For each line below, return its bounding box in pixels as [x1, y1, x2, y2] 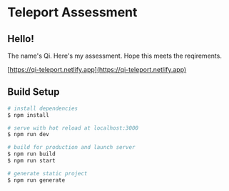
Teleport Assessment [7, 4, 138, 21]
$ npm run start [7, 158, 56, 165]
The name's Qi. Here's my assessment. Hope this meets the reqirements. [7, 51, 223, 60]
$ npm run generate [7, 176, 66, 184]
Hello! [7, 33, 34, 45]
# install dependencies [7, 105, 78, 112]
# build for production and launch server [7, 144, 136, 151]
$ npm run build [7, 150, 56, 158]
